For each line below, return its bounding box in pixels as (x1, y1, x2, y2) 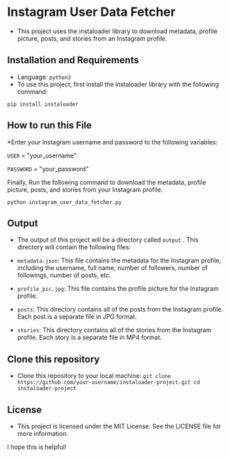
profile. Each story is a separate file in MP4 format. (17, 333, 162, 342)
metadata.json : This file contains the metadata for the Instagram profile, (17, 256, 222, 265)
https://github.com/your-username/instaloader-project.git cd (17, 379, 200, 386)
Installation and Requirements (7, 55, 140, 66)
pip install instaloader (7, 101, 79, 108)
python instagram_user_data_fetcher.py (7, 198, 122, 206)
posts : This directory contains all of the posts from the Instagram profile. (17, 305, 224, 314)
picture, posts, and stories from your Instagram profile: (7, 185, 163, 193)
